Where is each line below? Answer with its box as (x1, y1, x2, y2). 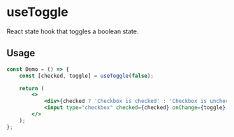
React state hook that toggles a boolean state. (6, 27, 139, 35)
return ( (19, 85, 45, 92)
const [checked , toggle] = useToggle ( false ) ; (19, 72, 154, 79)
